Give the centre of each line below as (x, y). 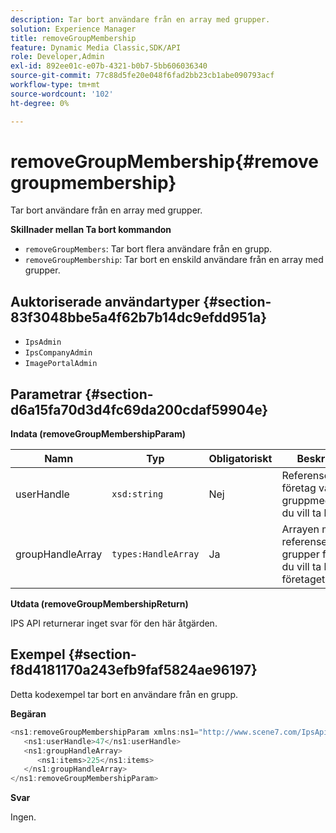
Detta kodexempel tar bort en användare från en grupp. (124, 694)
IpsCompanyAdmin (58, 353)
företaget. (304, 579)
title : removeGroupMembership (73, 38)
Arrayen (300, 529)
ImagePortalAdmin (61, 364)
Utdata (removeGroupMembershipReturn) (99, 604)
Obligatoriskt (240, 459)
